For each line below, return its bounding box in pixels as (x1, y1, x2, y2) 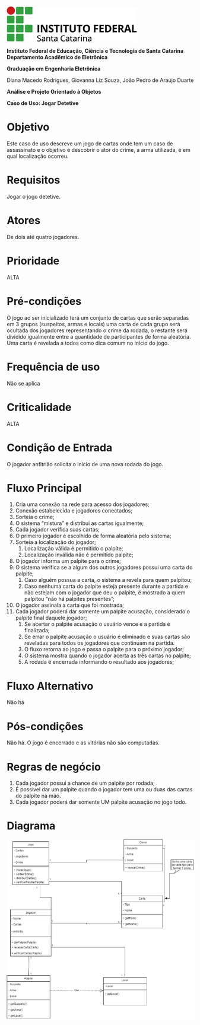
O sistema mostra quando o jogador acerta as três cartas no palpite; (24, 652, 192, 659)
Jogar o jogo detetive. (7, 193, 61, 200)
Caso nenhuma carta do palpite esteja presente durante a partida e (24, 582, 189, 590)
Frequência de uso (7, 360, 100, 374)
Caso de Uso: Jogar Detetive (7, 100, 79, 107)
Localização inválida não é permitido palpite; (24, 551, 134, 558)
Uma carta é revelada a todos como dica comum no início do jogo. (7, 339, 169, 346)
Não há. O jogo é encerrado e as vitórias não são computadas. (7, 739, 160, 746)
